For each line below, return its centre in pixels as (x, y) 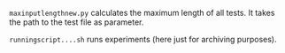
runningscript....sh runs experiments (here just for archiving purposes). (143, 39)
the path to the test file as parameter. (77, 22)
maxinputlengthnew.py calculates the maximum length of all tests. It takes (142, 13)
